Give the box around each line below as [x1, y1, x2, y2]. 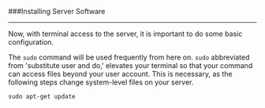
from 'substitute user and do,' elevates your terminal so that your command [8, 61, 253, 70]
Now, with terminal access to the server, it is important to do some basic [8, 29, 243, 38]
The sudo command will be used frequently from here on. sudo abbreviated [8, 52, 250, 62]
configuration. [8, 38, 54, 46]
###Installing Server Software [8, 7, 106, 16]
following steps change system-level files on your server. [8, 77, 194, 87]
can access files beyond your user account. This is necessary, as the [8, 70, 233, 78]
